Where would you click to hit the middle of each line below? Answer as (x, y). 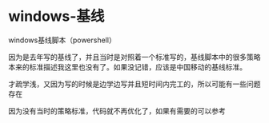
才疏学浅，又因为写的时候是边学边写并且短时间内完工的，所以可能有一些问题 (134, 84)
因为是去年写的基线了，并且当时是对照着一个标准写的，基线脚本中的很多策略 (134, 57)
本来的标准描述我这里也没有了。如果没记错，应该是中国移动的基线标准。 (127, 67)
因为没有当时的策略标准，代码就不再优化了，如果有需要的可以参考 (117, 111)
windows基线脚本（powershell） (62, 40)
